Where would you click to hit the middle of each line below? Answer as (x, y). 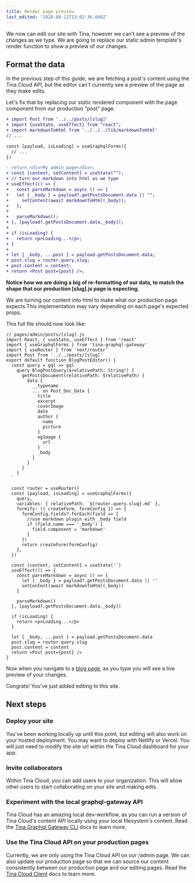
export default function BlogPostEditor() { (61, 360)
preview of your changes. (37, 674)
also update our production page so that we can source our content (88, 861)
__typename (45, 386)
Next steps (26, 705)
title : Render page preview (40, 11)
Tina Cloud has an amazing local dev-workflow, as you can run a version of (97, 814)
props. (14, 312)
